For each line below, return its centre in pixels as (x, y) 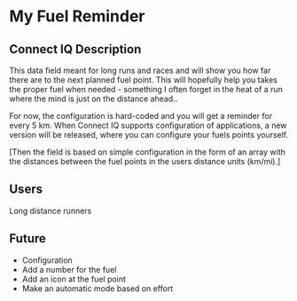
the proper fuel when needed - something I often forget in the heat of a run (146, 89)
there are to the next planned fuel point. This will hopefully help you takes (143, 80)
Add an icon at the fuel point (74, 279)
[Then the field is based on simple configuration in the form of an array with (148, 152)
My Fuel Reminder (77, 16)
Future (28, 238)
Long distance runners (51, 210)
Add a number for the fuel (69, 269)
